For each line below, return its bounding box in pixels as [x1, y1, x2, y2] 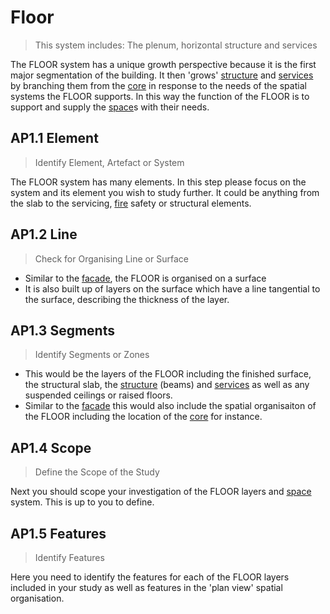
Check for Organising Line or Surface [34, 252, 189, 265]
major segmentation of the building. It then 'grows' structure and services [10, 69, 314, 81]
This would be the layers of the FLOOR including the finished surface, [24, 368, 312, 380]
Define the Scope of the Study [34, 466, 160, 478]
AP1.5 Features [10, 525, 107, 542]
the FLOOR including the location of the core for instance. [24, 411, 263, 423]
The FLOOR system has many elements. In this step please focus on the [10, 176, 307, 188]
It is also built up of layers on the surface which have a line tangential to [24, 282, 321, 295]
